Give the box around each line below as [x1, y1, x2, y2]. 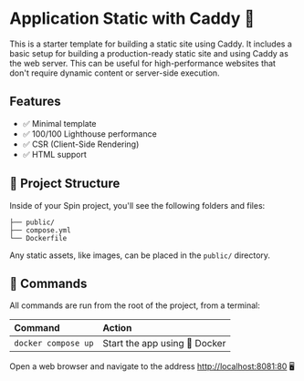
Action [102, 322, 132, 335]
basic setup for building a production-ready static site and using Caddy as [9, 47, 289, 58]
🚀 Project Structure [9, 176, 121, 191]
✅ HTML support [22, 149, 87, 160]
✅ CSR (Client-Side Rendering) [22, 139, 140, 149]
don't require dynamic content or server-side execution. [9, 67, 221, 78]
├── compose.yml [9, 225, 71, 235]
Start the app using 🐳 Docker [102, 337, 226, 350]
